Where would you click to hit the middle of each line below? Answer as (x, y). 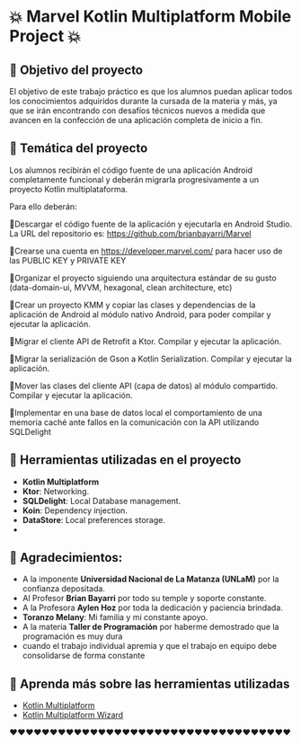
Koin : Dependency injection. (75, 510)
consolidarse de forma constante (84, 656)
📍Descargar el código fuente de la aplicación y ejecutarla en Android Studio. (151, 224)
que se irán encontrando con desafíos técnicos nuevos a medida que (137, 111)
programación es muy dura (72, 636)
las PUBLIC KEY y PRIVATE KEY (68, 260)
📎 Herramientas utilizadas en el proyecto (125, 460)
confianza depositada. (64, 589)
